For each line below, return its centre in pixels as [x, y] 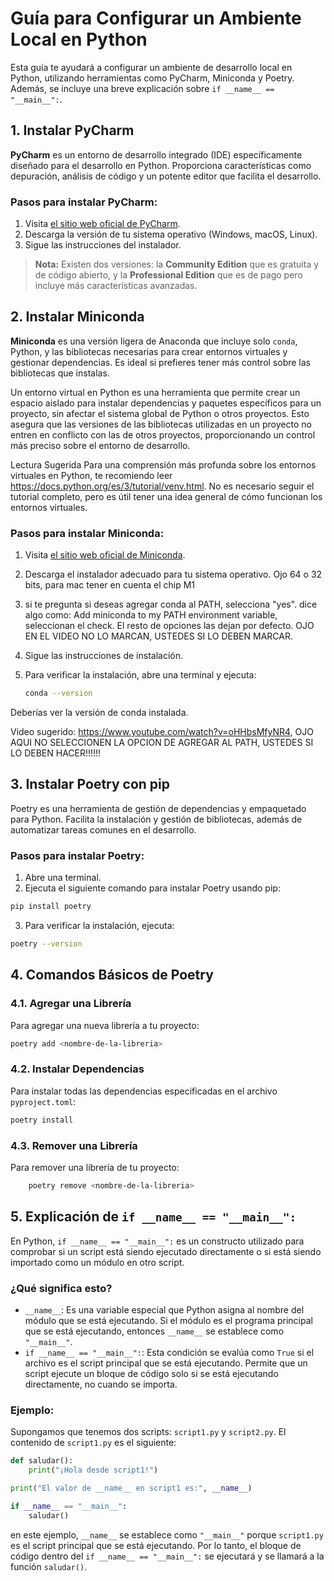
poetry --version [46, 944]
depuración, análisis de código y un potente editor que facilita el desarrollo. [166, 176]
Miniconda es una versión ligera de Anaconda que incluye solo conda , [154, 341]
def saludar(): [42, 1461]
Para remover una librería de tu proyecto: [95, 1167]
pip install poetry [51, 907]
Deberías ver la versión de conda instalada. [99, 713]
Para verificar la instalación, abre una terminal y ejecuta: [140, 675]
